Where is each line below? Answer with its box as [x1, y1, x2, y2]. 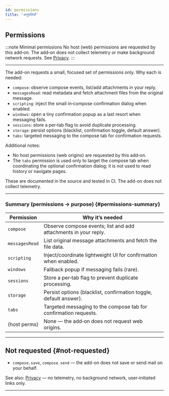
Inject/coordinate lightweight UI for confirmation [43, 251, 157, 258]
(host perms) [8, 321, 39, 328]
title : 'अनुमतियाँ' [5, 12, 39, 17]
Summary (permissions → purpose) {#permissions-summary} [5, 201, 160, 208]
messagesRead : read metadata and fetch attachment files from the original [12, 90, 163, 96]
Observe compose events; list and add [43, 222, 135, 230]
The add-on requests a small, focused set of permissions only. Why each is [5, 69, 162, 76]
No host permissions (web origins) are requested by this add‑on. [12, 152, 147, 158]
